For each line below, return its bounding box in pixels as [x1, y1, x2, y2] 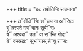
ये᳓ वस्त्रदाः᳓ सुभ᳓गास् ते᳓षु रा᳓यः [6, 37, 68, 44]
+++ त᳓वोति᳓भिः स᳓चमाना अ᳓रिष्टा [6, 18, 75, 24]
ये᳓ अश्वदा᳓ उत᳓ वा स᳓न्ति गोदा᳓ [6, 31, 68, 38]
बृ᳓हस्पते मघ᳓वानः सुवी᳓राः [6, 24, 55, 31]
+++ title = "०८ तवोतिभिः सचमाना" [6, 6, 78, 12]
